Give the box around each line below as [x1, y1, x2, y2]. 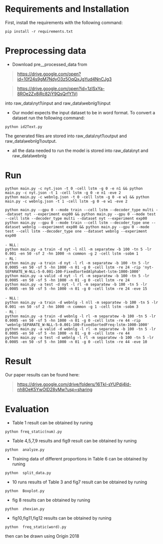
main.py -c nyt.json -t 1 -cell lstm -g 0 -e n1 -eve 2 [5, 190, 121, 195]
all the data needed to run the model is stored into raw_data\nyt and [12, 148, 148, 153]
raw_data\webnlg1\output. [5, 138, 57, 144]
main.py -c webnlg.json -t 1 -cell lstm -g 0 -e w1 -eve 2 [5, 199, 128, 204]
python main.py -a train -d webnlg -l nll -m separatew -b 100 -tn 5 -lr [5, 300, 159, 305]
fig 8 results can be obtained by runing [12, 497, 90, 503]
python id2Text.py [5, 124, 42, 129]
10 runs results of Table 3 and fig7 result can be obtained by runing [12, 479, 147, 485]
